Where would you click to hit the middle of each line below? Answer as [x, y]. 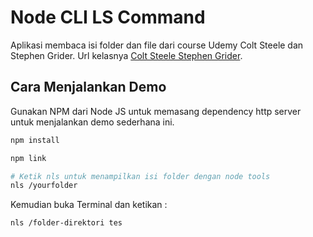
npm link [28, 158]
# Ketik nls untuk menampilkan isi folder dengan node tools [140, 176]
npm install [35, 140]
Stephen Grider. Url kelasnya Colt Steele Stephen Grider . [126, 55]
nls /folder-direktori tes [66, 223]
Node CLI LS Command [108, 17]
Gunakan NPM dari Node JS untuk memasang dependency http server [156, 111]
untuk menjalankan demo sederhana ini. [92, 122]
